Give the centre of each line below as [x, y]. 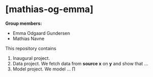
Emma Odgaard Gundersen [41, 33]
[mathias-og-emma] [49, 9]
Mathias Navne [29, 38]
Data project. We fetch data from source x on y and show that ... [80, 63]
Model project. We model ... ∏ [44, 69]
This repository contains [31, 48]
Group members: [24, 23]
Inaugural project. [31, 58]
